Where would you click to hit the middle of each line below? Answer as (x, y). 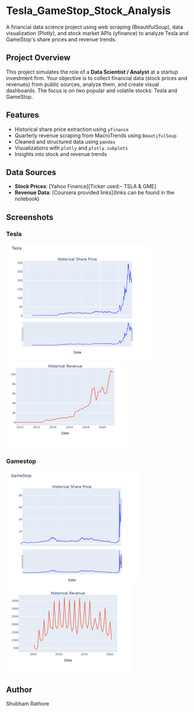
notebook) (27, 199)
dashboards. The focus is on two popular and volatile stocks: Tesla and (92, 90)
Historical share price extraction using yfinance (72, 129)
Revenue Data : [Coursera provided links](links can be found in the (94, 193)
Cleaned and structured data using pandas (65, 141)
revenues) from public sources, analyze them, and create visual (83, 84)
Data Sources (31, 172)
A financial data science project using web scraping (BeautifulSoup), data (95, 27)
